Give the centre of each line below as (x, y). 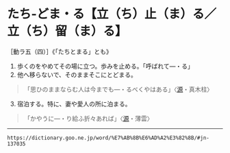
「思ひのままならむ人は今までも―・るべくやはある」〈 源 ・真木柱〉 (118, 89)
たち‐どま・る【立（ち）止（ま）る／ (112, 14)
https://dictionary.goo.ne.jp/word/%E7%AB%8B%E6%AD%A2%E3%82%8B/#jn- (108, 138)
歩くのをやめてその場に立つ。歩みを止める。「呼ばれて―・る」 (105, 66)
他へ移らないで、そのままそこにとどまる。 (77, 74)
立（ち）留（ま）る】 (67, 31)
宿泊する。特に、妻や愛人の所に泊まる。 (74, 104)
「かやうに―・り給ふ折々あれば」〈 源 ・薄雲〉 (88, 118)
